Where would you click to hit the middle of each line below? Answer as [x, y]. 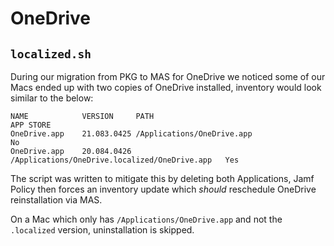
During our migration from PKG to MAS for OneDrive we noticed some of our [168, 76]
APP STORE [31, 125]
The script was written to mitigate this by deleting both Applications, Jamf [162, 178]
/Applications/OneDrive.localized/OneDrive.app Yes [125, 160]
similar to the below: [52, 98]
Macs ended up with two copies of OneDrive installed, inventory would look [166, 87]
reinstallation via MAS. [56, 200]
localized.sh [51, 54]
